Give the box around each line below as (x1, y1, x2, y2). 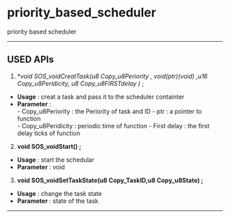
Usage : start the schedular (16, 156, 94, 164)
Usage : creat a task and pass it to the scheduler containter (16, 93, 185, 101)
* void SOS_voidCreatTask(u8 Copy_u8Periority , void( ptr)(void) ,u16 (16, 72, 208, 80)
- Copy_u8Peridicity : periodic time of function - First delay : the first (16, 121, 210, 130)
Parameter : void (16, 162, 65, 171)
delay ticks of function (16, 129, 81, 137)
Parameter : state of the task (16, 197, 99, 205)
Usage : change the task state (16, 189, 103, 197)
